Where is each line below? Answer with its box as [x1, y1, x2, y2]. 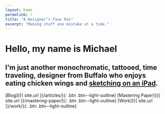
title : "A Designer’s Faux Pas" [5, 17, 73, 22]
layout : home [5, 7, 33, 13]
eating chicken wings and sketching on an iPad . [5, 79, 158, 87]
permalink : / [5, 12, 33, 17]
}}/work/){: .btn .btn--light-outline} [5, 103, 77, 109]
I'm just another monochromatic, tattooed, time [5, 63, 157, 72]
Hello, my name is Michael [5, 43, 118, 54]
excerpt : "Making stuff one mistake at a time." [5, 21, 109, 27]
